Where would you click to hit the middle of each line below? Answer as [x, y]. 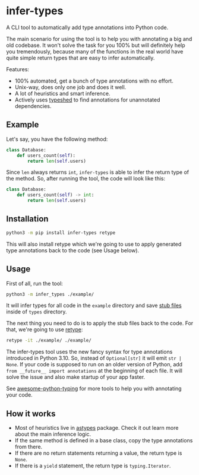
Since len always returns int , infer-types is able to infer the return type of [97, 172]
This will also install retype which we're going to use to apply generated [94, 244]
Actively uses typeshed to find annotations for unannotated [87, 100]
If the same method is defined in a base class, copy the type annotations [104, 441]
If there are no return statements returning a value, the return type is [98, 453]
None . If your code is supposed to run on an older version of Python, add [94, 365]
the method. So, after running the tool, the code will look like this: [86, 179]
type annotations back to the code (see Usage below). [73, 250]
